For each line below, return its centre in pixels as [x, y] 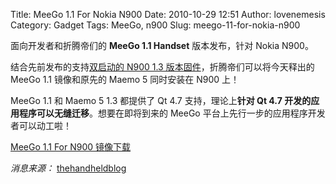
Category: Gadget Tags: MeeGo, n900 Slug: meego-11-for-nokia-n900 [155, 25]
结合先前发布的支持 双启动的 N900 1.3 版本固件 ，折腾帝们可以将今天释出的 [162, 67]
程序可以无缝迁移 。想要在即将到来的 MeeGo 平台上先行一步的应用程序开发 [172, 113]
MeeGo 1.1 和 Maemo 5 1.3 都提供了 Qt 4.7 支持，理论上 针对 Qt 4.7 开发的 [161, 100]
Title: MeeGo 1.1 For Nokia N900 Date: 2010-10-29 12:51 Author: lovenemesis [168, 14]
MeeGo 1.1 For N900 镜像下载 [71, 147]
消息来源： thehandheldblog [68, 168]
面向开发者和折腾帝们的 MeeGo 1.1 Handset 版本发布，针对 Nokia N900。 [162, 45]
